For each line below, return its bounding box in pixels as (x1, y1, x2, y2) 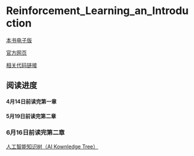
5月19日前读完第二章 (6, 113, 56, 120)
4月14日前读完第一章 (6, 98, 57, 105)
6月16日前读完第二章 (6, 128, 65, 137)
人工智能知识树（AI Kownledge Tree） (6, 143, 99, 150)
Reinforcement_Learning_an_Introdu (6, 4, 189, 18)
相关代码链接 (6, 62, 37, 69)
